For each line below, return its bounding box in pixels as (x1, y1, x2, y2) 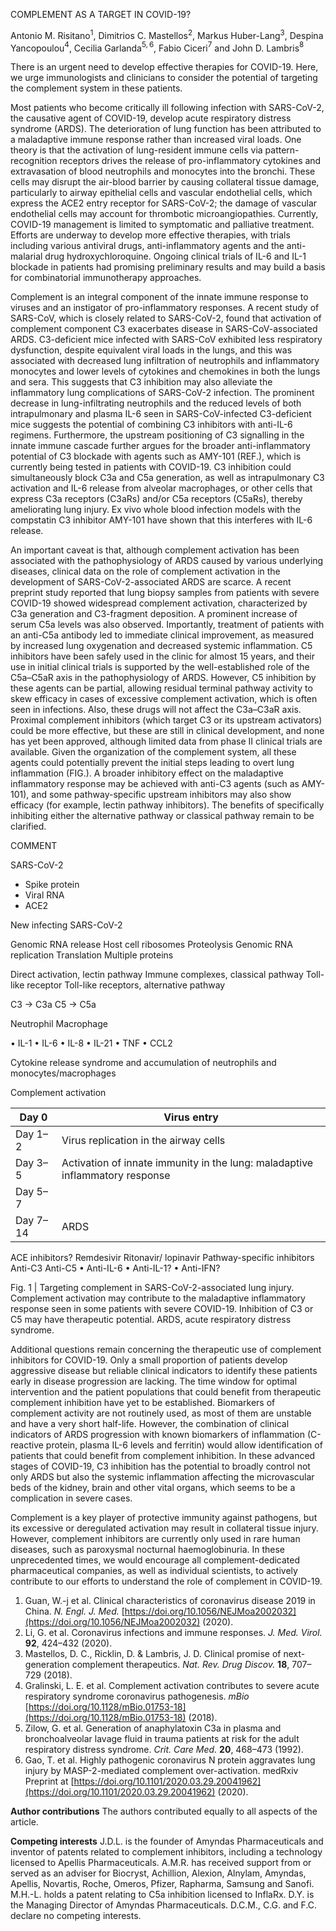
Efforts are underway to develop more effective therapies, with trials (10, 229, 291, 241)
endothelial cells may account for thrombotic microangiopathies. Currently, (10, 208, 319, 220)
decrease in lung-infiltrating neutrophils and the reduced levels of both (10, 397, 302, 409)
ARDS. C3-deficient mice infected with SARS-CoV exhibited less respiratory (10, 334, 323, 346)
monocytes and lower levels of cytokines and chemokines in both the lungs (10, 365, 321, 378)
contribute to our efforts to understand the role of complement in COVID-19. (10, 1575, 323, 1588)
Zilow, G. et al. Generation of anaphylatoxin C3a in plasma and (24, 1722, 282, 1734)
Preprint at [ (24, 1775, 75, 1788)
